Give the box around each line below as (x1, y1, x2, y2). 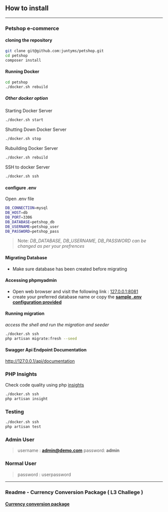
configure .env (5, 185, 36, 191)
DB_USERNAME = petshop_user (5, 224, 59, 229)
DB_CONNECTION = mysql (5, 206, 48, 211)
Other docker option (5, 95, 48, 101)
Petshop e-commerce (5, 25, 59, 32)
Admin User (5, 436, 35, 443)
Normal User (5, 460, 36, 467)
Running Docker (5, 69, 39, 75)
